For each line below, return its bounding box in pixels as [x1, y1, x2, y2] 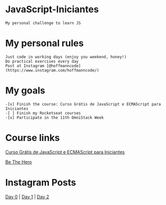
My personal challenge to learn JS [5, 20, 81, 26]
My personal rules [5, 37, 84, 49]
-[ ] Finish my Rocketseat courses [5, 110, 81, 116]
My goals [5, 85, 45, 97]
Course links [5, 132, 60, 144]
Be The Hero [5, 158, 32, 165]
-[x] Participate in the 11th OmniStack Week [5, 115, 104, 120]
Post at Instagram [5, 63, 44, 69]
